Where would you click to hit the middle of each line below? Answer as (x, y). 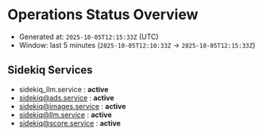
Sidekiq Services (50, 70)
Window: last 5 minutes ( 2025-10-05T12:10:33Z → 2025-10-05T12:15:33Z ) (137, 45)
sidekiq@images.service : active (72, 106)
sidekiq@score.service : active (70, 123)
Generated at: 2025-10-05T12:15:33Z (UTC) (89, 37)
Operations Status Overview (103, 15)
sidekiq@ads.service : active (66, 98)
